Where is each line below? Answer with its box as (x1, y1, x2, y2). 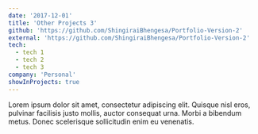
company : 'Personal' (8, 71, 77, 78)
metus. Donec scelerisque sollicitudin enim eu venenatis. (8, 117, 194, 126)
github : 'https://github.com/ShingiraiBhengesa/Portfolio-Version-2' (8, 26, 244, 34)
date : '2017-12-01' (8, 11, 73, 20)
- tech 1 (15, 48, 44, 56)
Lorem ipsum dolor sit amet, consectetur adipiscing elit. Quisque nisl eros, (8, 100, 251, 109)
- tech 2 (15, 56, 44, 64)
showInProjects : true (8, 78, 80, 86)
